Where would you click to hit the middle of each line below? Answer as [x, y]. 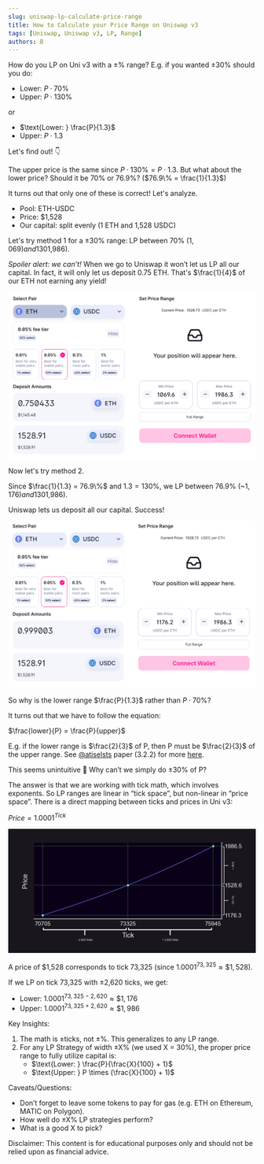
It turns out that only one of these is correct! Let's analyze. [103, 194]
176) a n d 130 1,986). [38, 495]
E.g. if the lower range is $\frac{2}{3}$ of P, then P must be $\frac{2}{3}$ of [132, 746]
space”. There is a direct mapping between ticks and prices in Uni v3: [121, 801]
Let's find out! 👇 [34, 152]
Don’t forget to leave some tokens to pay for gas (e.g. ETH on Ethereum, [136, 1103]
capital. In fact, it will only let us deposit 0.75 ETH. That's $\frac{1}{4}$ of [127, 272]
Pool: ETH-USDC [47, 209]
